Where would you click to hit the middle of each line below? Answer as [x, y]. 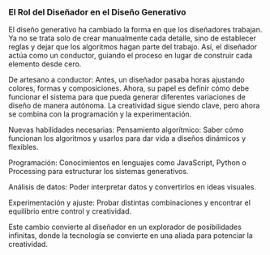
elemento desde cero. [45, 64]
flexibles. [24, 147]
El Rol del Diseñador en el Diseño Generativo [97, 12]
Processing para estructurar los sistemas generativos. [99, 172]
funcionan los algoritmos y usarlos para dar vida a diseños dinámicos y [127, 138]
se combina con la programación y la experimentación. [100, 114]
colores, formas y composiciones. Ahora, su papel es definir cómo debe [129, 88]
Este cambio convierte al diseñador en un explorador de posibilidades [125, 227]
